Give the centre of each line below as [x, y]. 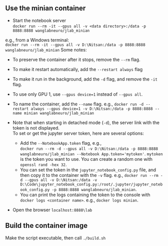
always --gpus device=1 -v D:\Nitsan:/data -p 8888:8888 [92, 109]
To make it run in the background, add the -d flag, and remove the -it [85, 79]
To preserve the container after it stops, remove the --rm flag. [76, 59]
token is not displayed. [36, 128]
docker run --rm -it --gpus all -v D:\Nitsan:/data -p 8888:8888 [75, 45]
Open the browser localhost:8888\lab [52, 210]
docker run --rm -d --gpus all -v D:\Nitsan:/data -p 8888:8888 [89, 149]
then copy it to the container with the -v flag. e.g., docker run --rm [89, 175]
